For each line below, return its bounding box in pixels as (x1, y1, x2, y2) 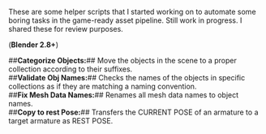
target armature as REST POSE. (8, 116, 114, 125)
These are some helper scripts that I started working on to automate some (8, 7, 257, 16)
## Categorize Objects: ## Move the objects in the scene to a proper (8, 56, 237, 65)
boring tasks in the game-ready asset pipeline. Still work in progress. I (8, 15, 242, 25)
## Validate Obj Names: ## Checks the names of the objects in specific (8, 73, 246, 82)
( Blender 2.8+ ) (8, 40, 59, 50)
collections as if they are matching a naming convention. (8, 81, 197, 91)
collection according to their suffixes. (8, 64, 133, 74)
